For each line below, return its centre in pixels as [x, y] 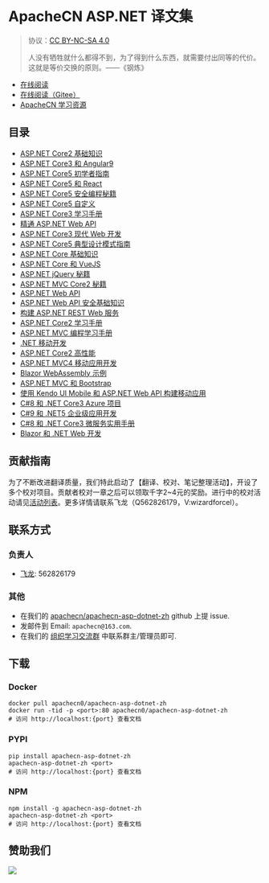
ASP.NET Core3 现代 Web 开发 [71, 233]
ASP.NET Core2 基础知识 [61, 153]
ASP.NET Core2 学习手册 [61, 322]
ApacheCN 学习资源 [53, 105]
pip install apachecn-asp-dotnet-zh [69, 756]
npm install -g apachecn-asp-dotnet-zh [75, 808]
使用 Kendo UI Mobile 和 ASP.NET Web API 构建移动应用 [113, 393]
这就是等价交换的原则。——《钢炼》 [88, 67]
